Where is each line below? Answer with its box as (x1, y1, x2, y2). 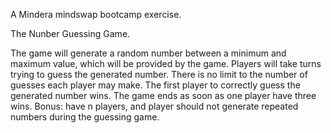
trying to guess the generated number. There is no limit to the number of (10, 69, 308, 80)
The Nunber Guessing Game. (10, 28, 131, 39)
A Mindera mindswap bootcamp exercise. (10, 9, 182, 20)
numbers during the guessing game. (10, 111, 160, 123)
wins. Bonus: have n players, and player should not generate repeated (10, 100, 299, 112)
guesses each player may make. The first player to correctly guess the (10, 79, 301, 91)
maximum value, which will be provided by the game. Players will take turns (10, 58, 322, 69)
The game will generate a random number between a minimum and (10, 47, 287, 59)
